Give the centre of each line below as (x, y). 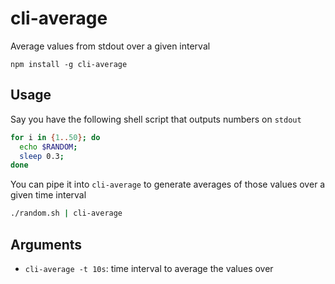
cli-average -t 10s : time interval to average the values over (149, 268)
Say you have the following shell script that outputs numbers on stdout (156, 119)
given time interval (48, 195)
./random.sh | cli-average (66, 213)
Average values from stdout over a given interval (110, 46)
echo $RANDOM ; (48, 147)
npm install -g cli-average (69, 64)
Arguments (46, 244)
